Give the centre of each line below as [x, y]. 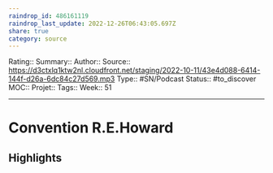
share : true [28, 31]
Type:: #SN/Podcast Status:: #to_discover [186, 79]
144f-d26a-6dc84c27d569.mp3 [62, 79]
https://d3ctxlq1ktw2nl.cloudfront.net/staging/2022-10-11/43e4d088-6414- [134, 71]
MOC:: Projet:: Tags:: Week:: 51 [60, 88]
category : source [38, 39]
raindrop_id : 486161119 [49, 16]
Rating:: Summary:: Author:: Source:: [70, 62]
